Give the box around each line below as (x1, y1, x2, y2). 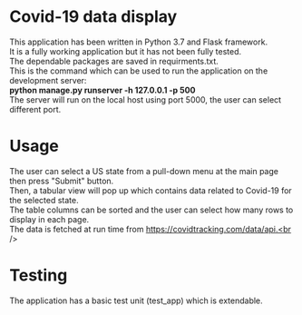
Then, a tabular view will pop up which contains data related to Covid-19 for (9, 184, 292, 196)
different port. (9, 103, 62, 114)
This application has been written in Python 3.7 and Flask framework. (9, 36, 268, 47)
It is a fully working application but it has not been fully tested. (9, 45, 242, 56)
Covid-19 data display (9, 6, 178, 27)
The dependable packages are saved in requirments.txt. (9, 55, 219, 66)
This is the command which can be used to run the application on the (9, 65, 268, 76)
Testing (9, 265, 68, 286)
